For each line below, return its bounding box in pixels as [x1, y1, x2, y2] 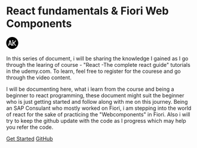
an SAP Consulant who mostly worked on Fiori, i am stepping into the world [6, 104, 192, 112]
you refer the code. [6, 124, 54, 131]
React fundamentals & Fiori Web [6, 4, 169, 18]
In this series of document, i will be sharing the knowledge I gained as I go [6, 55, 189, 62]
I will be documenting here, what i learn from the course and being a [6, 85, 174, 92]
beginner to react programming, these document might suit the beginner [6, 91, 184, 99]
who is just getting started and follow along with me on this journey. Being [6, 98, 188, 105]
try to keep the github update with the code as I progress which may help [6, 117, 186, 124]
